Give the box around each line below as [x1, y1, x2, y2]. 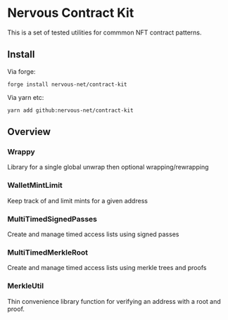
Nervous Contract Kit [7, 5, 134, 21]
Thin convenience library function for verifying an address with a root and [7, 297, 222, 305]
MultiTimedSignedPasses [7, 214, 97, 224]
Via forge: [7, 67, 36, 75]
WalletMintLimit [7, 181, 63, 191]
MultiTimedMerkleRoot [7, 248, 89, 257]
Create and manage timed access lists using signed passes [7, 230, 179, 238]
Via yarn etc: [7, 93, 44, 101]
